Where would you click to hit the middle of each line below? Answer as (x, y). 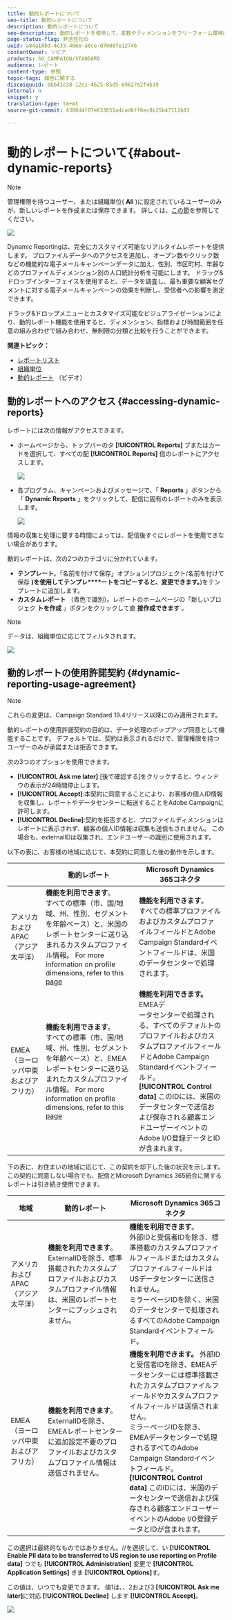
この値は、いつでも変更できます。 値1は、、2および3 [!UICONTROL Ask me (113, 1587)
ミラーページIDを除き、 (167, 1427)
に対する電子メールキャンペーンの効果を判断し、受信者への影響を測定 (125, 290)
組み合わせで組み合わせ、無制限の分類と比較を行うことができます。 (116, 331)
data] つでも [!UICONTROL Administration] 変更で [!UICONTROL (100, 1564)
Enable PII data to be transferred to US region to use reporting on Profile (112, 1556)
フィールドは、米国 (184, 952)
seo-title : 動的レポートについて (50, 20)
